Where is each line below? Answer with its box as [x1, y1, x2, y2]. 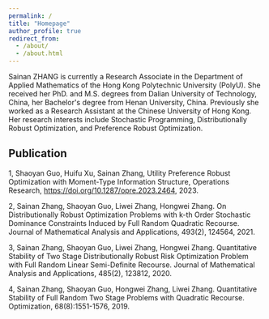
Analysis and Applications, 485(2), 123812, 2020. [8, 268, 173, 278]
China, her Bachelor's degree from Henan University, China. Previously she [8, 98, 259, 107]
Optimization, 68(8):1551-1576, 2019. [8, 301, 130, 311]
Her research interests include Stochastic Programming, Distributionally [8, 115, 247, 124]
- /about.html [15, 49, 63, 57]
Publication [8, 147, 67, 160]
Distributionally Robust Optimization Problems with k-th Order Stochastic [8, 210, 251, 219]
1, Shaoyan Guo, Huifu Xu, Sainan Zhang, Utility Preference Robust [8, 168, 231, 178]
